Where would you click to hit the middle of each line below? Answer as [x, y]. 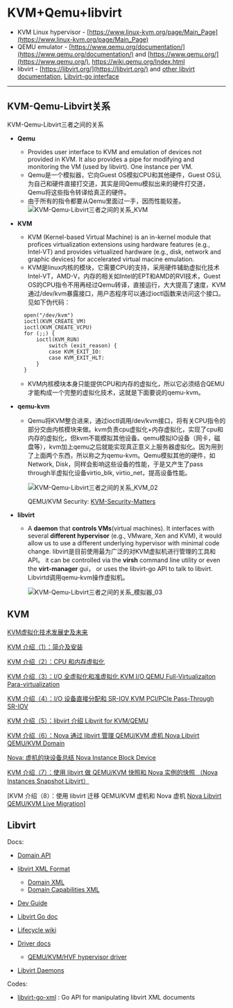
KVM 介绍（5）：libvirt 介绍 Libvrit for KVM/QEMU [78, 720]
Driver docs [34, 943]
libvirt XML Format [44, 869]
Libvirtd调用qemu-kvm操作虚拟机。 [78, 577]
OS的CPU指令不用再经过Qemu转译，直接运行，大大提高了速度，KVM [127, 284]
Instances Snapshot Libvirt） [48, 781]
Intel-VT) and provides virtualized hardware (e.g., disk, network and [124, 251]
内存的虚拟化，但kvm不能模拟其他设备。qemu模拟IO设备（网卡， [121, 438]
